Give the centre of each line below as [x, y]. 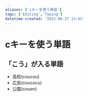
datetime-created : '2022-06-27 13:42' [45, 19]
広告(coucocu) [27, 83]
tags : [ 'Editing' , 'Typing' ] [34, 14]
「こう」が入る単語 [34, 64]
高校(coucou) [26, 77]
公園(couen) [25, 89]
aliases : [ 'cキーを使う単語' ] [33, 10]
